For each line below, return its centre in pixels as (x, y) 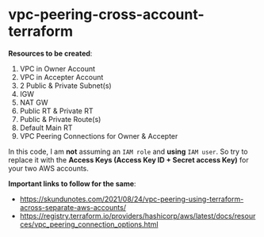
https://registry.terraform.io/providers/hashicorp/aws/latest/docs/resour (138, 216)
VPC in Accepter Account (61, 77)
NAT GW (34, 102)
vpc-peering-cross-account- (106, 15)
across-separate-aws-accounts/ (73, 207)
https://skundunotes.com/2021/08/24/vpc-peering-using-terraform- (132, 199)
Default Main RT (46, 128)
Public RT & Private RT (56, 111)
